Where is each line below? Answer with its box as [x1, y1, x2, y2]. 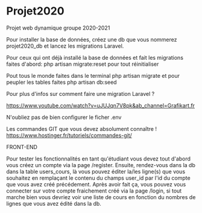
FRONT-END [6, 143, 38, 150]
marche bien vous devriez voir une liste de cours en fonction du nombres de [6, 193, 196, 200]
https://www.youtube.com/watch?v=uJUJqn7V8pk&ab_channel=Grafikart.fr [6, 101, 195, 109]
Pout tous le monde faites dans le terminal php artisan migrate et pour [6, 72, 180, 79]
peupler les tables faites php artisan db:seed [6, 78, 117, 86]
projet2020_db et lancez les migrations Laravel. [6, 42, 124, 49]
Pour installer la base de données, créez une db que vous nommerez [6, 36, 177, 43]
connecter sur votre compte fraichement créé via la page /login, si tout [6, 187, 182, 194]
